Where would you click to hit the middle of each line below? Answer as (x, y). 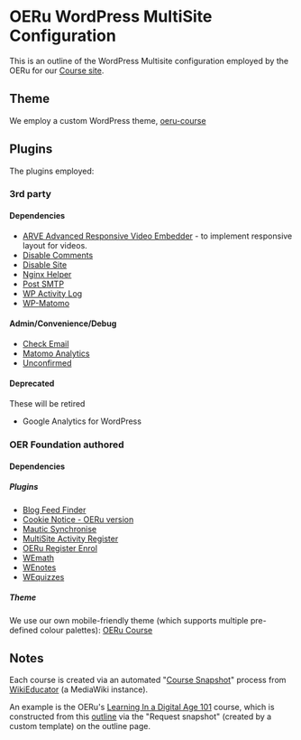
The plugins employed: (52, 171)
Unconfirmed (47, 362)
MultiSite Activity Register (70, 539)
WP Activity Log (52, 293)
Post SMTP (43, 284)
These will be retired (47, 404)
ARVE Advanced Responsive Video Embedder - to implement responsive (157, 236)
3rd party (31, 194)
